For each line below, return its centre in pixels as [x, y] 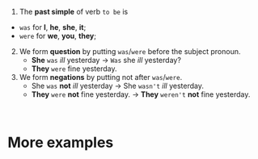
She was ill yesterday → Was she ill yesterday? [106, 60]
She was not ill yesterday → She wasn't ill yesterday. [117, 86]
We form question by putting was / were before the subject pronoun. [130, 51]
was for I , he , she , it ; [53, 27]
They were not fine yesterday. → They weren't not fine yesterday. [141, 94]
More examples [61, 142]
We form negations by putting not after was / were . [101, 77]
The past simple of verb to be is [74, 12]
